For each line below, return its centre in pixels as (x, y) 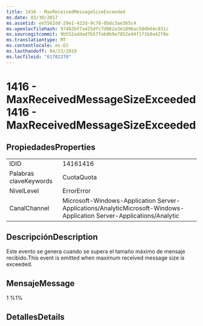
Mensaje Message (40, 283)
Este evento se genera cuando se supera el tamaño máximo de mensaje (96, 252)
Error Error (77, 191)
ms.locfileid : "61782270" (39, 57)
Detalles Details (36, 317)
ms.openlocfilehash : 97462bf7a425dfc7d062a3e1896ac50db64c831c (88, 29)
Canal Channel (29, 208)
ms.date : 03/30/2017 (32, 18)
